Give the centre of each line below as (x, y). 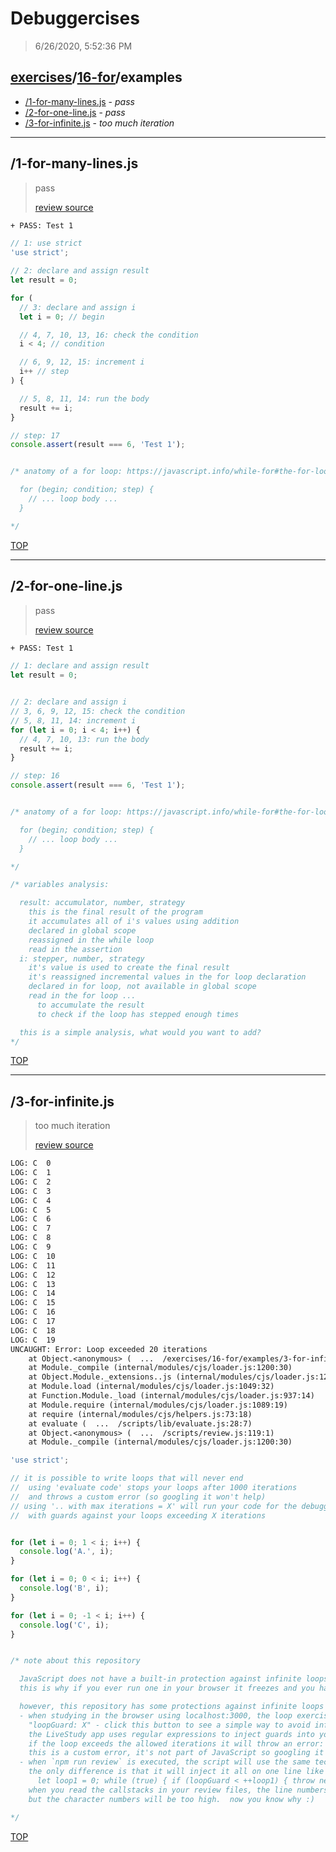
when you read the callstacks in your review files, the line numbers (178, 1790)
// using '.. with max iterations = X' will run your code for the (154, 1506)
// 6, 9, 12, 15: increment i (82, 362)
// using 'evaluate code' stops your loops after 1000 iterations (154, 1488)
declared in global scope (82, 930)
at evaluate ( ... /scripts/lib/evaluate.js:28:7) (140, 1423)
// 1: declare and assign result (80, 666)
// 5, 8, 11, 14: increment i (73, 720)
